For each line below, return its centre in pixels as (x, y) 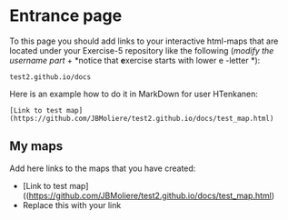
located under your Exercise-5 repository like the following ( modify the (142, 50)
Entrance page (66, 16)
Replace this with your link (72, 205)
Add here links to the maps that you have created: (103, 168)
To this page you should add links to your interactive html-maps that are (144, 41)
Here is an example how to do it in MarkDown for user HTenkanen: (134, 94)
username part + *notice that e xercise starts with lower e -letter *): (135, 60)
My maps (36, 146)
